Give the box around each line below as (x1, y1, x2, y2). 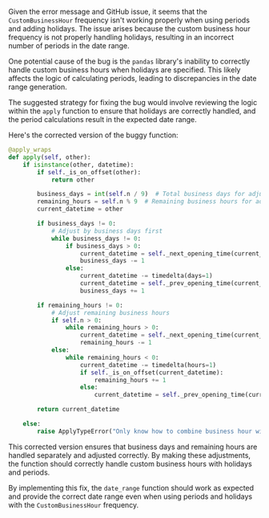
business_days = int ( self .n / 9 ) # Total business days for (37, 190, 246, 198)
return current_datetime (37, 406, 120, 414)
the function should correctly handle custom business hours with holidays (8, 459, 252, 468)
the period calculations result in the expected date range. (8, 115, 198, 124)
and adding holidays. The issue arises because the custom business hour (8, 24, 251, 33)
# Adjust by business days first (50, 226, 163, 235)
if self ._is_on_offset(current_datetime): (79, 369, 224, 377)
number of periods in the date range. (8, 41, 130, 51)
